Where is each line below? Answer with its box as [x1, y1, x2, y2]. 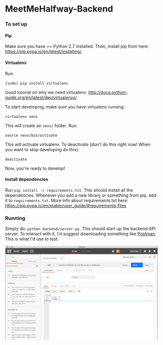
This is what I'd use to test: [5, 236, 59, 242]
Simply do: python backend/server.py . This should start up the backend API [5, 226, 156, 232]
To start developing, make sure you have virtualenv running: [5, 104, 125, 110]
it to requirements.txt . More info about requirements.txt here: [5, 197, 129, 203]
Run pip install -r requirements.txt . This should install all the [5, 187, 133, 193]
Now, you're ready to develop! [5, 165, 65, 171]
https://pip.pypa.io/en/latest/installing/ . [5, 48, 83, 54]
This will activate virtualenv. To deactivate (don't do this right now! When [5, 141, 151, 147]
